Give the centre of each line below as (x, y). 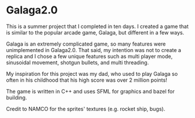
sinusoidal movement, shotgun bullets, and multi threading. (78, 63)
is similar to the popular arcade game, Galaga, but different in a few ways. (95, 32)
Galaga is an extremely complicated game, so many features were (86, 44)
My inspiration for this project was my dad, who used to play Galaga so (92, 74)
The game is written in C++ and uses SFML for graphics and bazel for (90, 91)
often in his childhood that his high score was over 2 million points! (87, 80)
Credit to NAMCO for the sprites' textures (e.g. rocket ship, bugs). (86, 109)
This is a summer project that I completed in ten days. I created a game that (97, 26)
